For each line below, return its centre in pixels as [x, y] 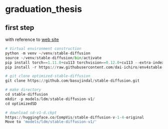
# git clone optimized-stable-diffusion [48, 76]
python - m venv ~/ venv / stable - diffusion [48, 53]
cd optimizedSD [21, 104]
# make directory [23, 90]
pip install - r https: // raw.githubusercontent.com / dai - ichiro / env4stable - [85, 67]
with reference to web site [32, 39]
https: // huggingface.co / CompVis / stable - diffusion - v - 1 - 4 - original [75, 117]
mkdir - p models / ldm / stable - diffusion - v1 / [50, 99]
